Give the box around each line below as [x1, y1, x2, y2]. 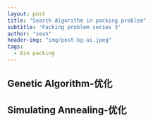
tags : [7, 43, 23, 50]
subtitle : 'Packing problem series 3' [7, 23, 121, 30]
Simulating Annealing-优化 [7, 104, 127, 116]
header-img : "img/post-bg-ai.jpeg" [7, 37, 112, 44]
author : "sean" [7, 30, 52, 37]
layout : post [7, 10, 46, 18]
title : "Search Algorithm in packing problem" [7, 17, 147, 24]
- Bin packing [13, 50, 55, 57]
